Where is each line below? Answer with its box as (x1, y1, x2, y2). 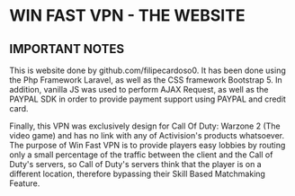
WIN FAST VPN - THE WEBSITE (9, 5, 246, 26)
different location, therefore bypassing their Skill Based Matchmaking (9, 168, 265, 179)
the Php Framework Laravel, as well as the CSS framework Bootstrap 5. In (9, 75, 283, 85)
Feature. (9, 178, 40, 189)
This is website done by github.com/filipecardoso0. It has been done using (9, 65, 286, 76)
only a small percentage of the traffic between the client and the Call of (9, 149, 273, 160)
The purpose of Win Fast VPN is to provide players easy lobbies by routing (9, 140, 286, 150)
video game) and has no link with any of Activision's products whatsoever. (9, 130, 285, 140)
